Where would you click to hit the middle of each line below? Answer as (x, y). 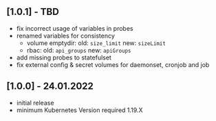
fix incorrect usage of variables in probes (75, 28)
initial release (35, 103)
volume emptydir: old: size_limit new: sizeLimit (96, 43)
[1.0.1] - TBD (33, 12)
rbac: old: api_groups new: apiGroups (79, 50)
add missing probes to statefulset (64, 57)
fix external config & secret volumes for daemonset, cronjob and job (113, 64)
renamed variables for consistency (65, 36)
